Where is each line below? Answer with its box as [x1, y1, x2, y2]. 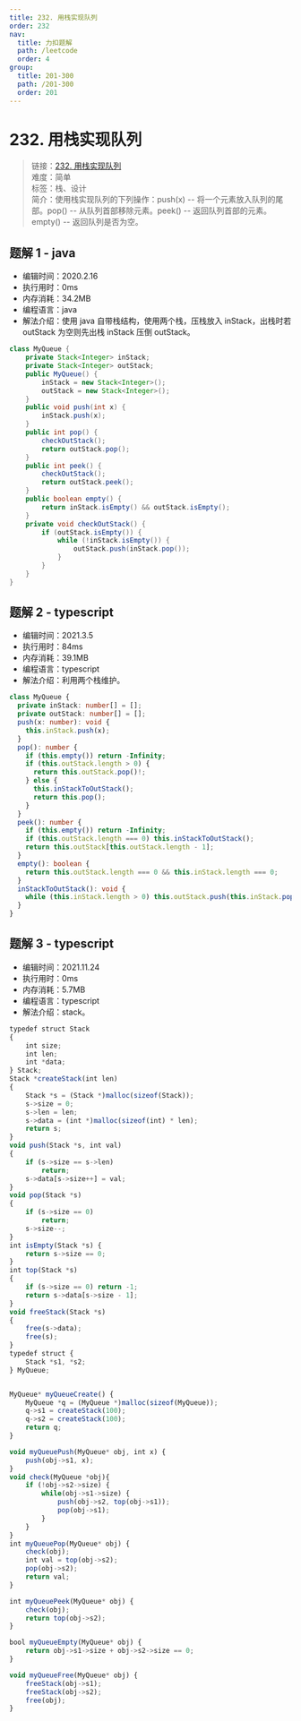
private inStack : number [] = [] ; [17, 701, 142, 710]
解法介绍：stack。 [21, 1006, 90, 1017]
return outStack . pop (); [41, 444, 130, 453]
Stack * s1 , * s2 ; [25, 1357, 87, 1366]
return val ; [25, 1572, 70, 1581]
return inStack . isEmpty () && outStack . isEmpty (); [41, 502, 230, 511]
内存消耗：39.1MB [21, 653, 90, 664]
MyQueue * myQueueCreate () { [9, 1390, 115, 1399]
